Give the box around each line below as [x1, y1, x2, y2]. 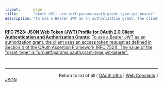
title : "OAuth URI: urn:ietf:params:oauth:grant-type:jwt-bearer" [5, 12, 155, 16]
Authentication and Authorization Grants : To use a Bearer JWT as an [5, 34, 146, 40]
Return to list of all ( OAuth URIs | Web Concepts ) [59, 73, 158, 78]
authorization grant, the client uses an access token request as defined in [5, 39, 152, 45]
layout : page [5, 7, 42, 12]
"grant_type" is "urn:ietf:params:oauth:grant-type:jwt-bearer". [5, 50, 129, 55]
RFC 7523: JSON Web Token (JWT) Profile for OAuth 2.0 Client [5, 29, 134, 35]
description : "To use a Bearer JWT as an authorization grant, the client [5, 16, 160, 21]
